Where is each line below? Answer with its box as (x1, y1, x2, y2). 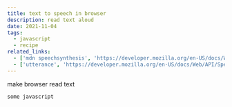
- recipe (13, 42, 39, 49)
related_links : (7, 49, 51, 56)
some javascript (7, 93, 54, 100)
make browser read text (7, 80, 75, 88)
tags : (7, 29, 23, 36)
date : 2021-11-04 (7, 23, 57, 29)
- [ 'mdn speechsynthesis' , (13, 55, 91, 62)
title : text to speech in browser (7, 10, 107, 17)
